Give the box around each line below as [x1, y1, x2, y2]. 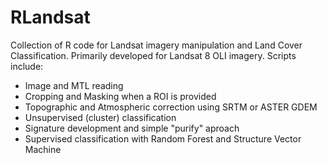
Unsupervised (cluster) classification [24, 111, 177, 123]
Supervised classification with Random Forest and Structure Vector [24, 132, 302, 145]
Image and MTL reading [24, 79, 124, 91]
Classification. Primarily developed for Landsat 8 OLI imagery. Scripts [10, 49, 297, 61]
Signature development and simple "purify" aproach [24, 122, 240, 134]
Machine [24, 143, 62, 155]
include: [10, 60, 44, 72]
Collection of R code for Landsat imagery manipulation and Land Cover [10, 39, 303, 51]
